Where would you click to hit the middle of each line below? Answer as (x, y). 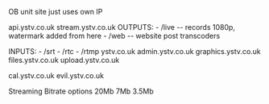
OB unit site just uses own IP (56, 12)
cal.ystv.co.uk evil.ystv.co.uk (56, 75)
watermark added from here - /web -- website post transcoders (114, 36)
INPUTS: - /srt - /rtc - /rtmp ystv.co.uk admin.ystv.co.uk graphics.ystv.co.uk (135, 51)
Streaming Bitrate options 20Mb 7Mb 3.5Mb (81, 91)
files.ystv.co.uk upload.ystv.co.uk (64, 60)
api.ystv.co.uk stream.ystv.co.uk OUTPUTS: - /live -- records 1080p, (122, 27)
